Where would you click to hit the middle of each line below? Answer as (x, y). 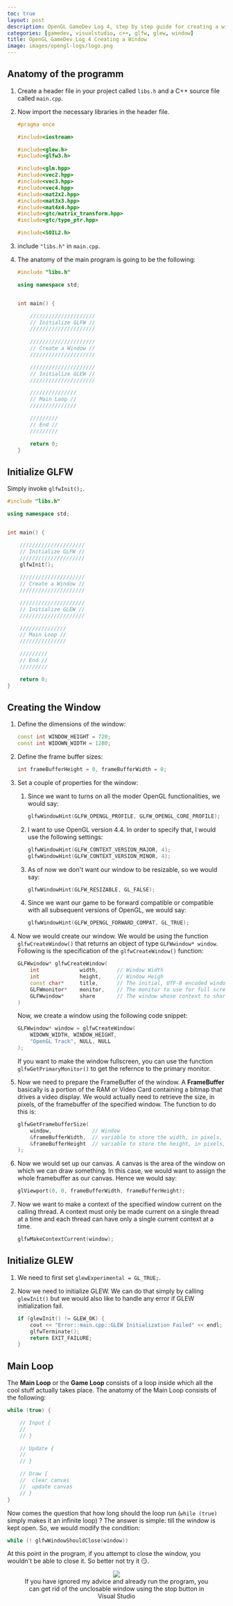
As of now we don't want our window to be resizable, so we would (122, 869)
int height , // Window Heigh (97, 977)
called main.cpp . (40, 98)
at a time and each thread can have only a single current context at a (115, 1219)
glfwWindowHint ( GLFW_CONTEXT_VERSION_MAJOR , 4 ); (99, 850)
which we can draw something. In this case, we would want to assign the (121, 1171)
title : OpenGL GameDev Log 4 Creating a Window (77, 40)
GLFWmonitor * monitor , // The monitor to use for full (120, 989)
